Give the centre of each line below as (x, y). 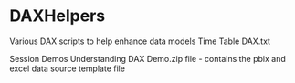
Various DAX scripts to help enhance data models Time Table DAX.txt (140, 41)
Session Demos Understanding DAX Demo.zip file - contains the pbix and (147, 58)
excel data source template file (68, 68)
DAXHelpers (58, 16)
